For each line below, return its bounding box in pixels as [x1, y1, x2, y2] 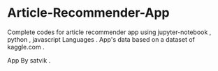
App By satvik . [7, 56, 51, 64]
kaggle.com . [7, 42, 45, 51]
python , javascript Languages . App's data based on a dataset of [7, 35, 196, 43]
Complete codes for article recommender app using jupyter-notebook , [7, 28, 212, 36]
